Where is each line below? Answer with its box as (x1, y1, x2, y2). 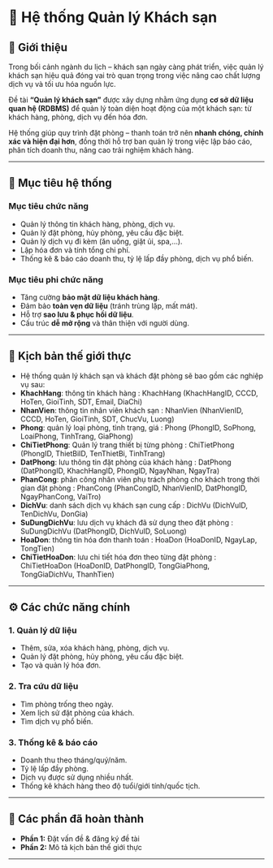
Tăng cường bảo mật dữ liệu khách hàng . (19, 292, 160, 302)
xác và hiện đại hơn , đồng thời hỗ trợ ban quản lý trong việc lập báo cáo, (8, 136, 253, 146)
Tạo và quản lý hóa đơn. (19, 660, 102, 670)
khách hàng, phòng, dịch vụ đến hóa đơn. (8, 112, 149, 122)
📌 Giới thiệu (8, 41, 67, 54)
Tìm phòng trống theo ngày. (19, 699, 114, 709)
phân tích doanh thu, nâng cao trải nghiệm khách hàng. (8, 145, 193, 154)
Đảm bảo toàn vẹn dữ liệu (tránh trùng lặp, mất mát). (19, 300, 197, 310)
